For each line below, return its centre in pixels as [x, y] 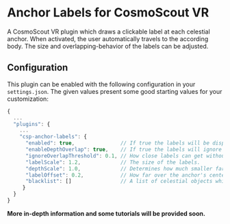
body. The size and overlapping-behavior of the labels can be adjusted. [108, 46]
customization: [28, 99]
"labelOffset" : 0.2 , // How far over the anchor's [116, 175]
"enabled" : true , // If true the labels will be [117, 143]
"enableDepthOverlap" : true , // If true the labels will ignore [124, 149]
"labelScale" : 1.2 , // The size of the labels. [113, 162]
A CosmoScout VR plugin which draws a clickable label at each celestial [108, 32]
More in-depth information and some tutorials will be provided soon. [106, 213]
